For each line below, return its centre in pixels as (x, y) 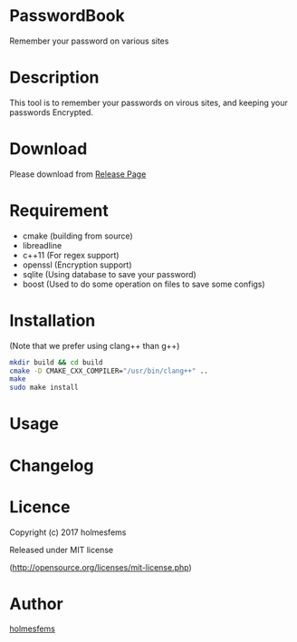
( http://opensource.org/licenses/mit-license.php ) (101, 567)
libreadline (42, 245)
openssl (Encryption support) (77, 265)
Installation (53, 321)
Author (36, 603)
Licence (40, 506)
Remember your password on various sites (89, 41)
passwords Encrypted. (51, 112)
